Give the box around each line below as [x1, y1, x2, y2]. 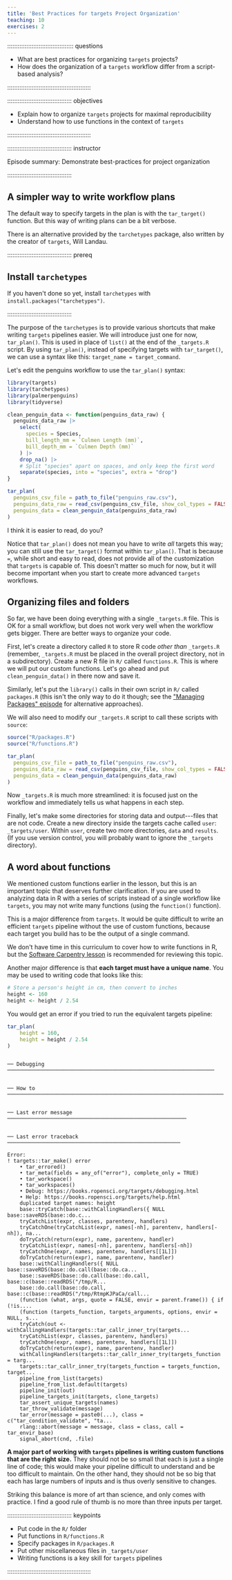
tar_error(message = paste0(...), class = [19, 1411, 144, 1418]
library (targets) [7, 379, 57, 386]
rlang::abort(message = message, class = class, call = [19, 1424, 184, 1431]
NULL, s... [7, 1315, 39, 1322]
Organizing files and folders [7, 596, 130, 608]
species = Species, [25, 430, 81, 437]
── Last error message [7, 1110, 72, 1116]
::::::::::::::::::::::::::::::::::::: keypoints [7, 1511, 101, 1520]
